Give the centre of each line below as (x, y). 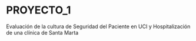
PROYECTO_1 (39, 10)
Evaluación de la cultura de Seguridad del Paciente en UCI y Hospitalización (98, 26)
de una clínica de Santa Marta (42, 32)
